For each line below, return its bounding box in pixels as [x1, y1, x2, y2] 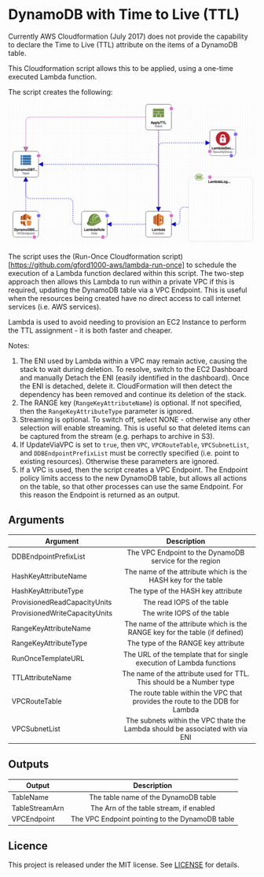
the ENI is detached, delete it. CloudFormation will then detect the [19, 381, 233, 391]
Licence [8, 839, 49, 853]
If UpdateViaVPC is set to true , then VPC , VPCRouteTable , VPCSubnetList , [19, 440, 250, 450]
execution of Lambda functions [135, 658, 236, 667]
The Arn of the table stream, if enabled [90, 803, 215, 812]
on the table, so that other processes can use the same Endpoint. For [19, 482, 244, 492]
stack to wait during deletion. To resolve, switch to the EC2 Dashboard [19, 365, 248, 374]
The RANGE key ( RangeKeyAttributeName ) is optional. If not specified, [19, 398, 242, 407]
